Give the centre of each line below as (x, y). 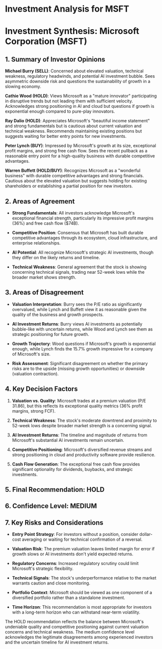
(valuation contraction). (35, 374)
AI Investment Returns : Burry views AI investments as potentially (77, 324)
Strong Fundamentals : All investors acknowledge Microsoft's (73, 213)
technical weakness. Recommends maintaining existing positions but (74, 131)
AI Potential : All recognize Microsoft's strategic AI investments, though (83, 252)
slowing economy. (23, 86)
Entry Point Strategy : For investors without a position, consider (75, 534)
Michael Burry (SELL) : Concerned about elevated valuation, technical (74, 71)
